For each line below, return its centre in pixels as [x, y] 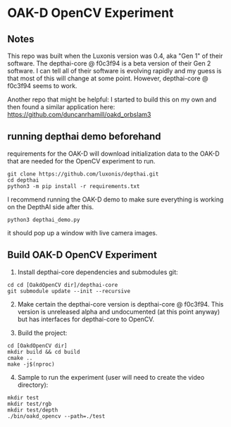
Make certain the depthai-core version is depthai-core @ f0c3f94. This [120, 304]
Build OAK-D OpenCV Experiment [82, 255]
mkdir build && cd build [44, 352]
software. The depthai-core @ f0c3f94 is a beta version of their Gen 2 [109, 63]
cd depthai [23, 180]
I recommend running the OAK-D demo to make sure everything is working [115, 199]
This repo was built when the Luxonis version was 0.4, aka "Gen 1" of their [115, 56]
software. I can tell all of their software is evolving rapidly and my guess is [114, 71]
